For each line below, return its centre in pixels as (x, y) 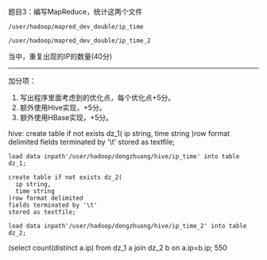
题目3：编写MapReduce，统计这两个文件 (75, 12)
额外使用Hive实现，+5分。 (63, 107)
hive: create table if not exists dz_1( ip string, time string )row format (119, 133)
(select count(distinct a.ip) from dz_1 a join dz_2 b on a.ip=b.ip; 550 (118, 248)
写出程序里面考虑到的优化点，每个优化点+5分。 (97, 97)
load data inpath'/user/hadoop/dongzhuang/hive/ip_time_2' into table (128, 226)
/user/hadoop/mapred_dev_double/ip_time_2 (79, 41)
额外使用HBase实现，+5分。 (66, 117)
